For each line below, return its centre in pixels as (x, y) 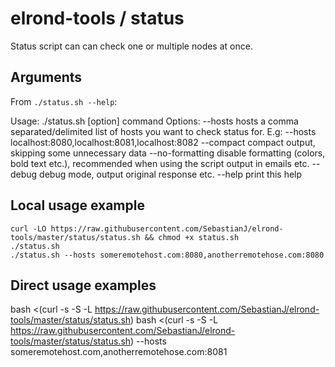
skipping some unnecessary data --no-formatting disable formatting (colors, (168, 153)
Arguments (46, 77)
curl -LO (28, 228)
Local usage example (77, 205)
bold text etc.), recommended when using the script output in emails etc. (160, 163)
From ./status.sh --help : (64, 101)
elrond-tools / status (97, 18)
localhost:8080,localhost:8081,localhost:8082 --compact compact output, (163, 142)
